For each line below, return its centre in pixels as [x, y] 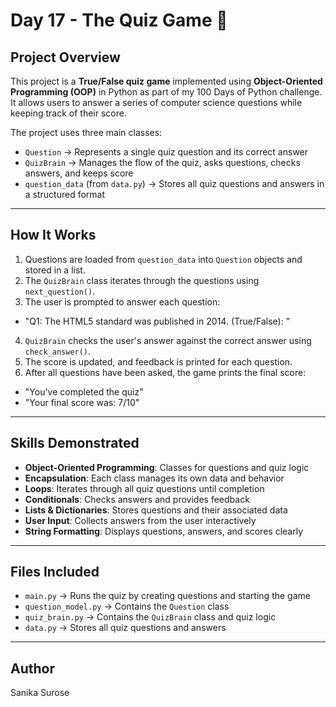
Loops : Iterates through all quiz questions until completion [144, 488]
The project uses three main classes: [86, 132]
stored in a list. [55, 270]
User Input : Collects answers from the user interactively [140, 520]
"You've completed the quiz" [84, 391]
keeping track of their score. [68, 113]
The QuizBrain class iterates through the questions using [142, 280]
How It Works [53, 235]
